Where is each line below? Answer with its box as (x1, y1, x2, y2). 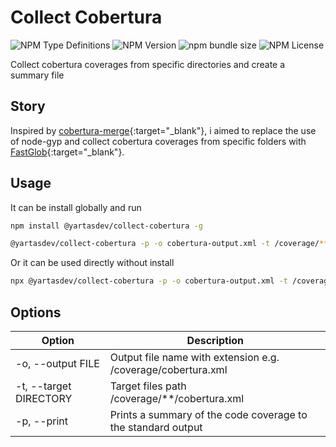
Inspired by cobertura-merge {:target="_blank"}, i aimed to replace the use (10, 124, 317, 136)
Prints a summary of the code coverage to (109, 408, 308, 421)
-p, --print (15, 414, 69, 428)
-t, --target (15, 379, 72, 393)
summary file (10, 69, 65, 81)
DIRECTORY (15, 392, 73, 405)
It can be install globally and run (10, 201, 142, 213)
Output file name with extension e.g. (109, 351, 280, 364)
